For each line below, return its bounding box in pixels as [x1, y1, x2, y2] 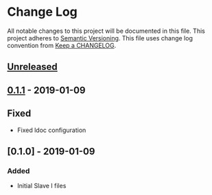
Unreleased [7, 61, 58, 73]
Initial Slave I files [16, 182, 67, 190]
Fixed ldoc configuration [16, 126, 86, 134]
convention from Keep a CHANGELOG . [7, 41, 117, 49]
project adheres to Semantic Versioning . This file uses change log [7, 34, 193, 42]
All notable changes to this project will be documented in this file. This [7, 27, 206, 35]
